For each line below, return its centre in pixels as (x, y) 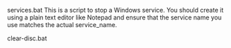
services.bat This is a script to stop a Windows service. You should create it (115, 10)
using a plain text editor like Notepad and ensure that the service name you (114, 17)
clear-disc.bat (27, 38)
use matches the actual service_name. (62, 25)
